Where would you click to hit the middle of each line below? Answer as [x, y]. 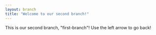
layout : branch [21, 9]
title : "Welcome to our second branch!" [47, 14]
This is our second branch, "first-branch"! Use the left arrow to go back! [78, 27]
